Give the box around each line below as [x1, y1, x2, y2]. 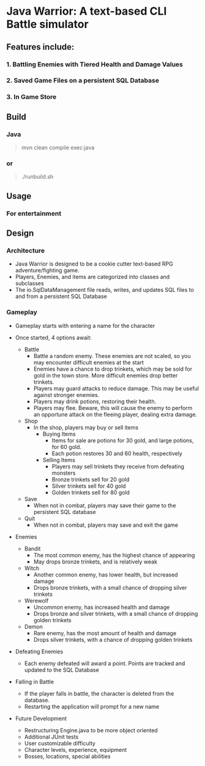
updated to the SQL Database [24, 666, 99, 674]
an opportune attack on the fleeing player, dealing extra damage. [33, 411, 198, 418]
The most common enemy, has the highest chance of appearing [33, 551, 195, 559]
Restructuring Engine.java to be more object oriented [24, 726, 158, 734]
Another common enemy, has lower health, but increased [33, 571, 179, 578]
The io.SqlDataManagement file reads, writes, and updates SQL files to [15, 286, 195, 294]
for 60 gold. [51, 443, 81, 450]
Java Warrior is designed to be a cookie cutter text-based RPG [15, 260, 173, 267]
